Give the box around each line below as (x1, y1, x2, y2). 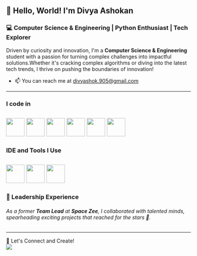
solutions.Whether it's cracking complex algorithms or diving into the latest (6, 59, 187, 66)
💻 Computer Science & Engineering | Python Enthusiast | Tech (6, 24, 189, 32)
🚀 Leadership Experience (6, 193, 79, 201)
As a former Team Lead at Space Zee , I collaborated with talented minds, (6, 207, 185, 214)
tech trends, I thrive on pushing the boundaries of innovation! (6, 65, 154, 72)
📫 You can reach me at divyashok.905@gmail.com (14, 77, 139, 84)
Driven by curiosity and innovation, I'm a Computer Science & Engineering (6, 46, 188, 53)
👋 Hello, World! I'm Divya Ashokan (6, 6, 134, 16)
